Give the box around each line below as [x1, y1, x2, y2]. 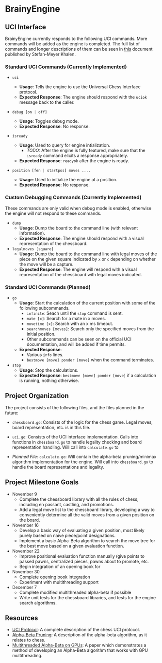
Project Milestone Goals [5, 478, 79, 487]
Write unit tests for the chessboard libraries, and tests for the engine [19, 594, 156, 600]
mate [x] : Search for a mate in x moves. [26, 315, 106, 321]
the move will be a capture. [19, 261, 74, 267]
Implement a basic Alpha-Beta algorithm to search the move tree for [19, 537, 156, 544]
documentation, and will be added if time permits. [26, 341, 126, 347]
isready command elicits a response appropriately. [26, 152, 129, 159]
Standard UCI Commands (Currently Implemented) [5, 63, 127, 70]
